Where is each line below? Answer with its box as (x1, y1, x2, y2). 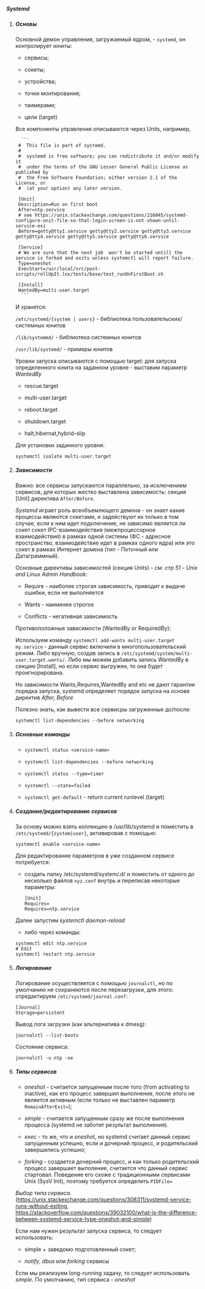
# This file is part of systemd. (18, 143, 106, 149)
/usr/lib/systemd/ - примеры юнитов (15, 346, 113, 353)
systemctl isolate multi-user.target (15, 453, 112, 459)
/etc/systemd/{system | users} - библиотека (15, 316, 132, 323)
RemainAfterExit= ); (24, 1103, 72, 1110)
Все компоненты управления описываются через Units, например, (15, 126, 191, 133)
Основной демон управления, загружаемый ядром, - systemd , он (15, 36, 185, 43)
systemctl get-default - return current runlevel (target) (24, 793, 165, 801)
